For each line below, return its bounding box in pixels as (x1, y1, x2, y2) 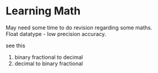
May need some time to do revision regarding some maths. (5, 24, 153, 31)
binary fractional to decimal (14, 53, 83, 60)
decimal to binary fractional (14, 60, 83, 67)
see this (5, 42, 25, 49)
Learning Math (5, 4, 81, 18)
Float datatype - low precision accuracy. (5, 30, 107, 37)
